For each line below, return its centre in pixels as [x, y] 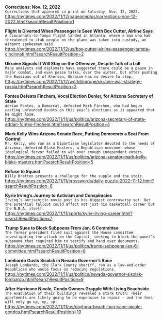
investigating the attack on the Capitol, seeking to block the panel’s [80, 237]
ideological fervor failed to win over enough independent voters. [75, 152]
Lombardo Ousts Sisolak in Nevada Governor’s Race [59, 260]
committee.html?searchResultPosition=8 [45, 251]
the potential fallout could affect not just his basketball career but [80, 204]
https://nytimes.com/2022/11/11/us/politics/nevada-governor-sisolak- [74, 274]
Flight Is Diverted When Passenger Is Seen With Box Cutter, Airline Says [79, 31]
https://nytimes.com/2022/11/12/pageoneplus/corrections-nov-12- [71, 16]
